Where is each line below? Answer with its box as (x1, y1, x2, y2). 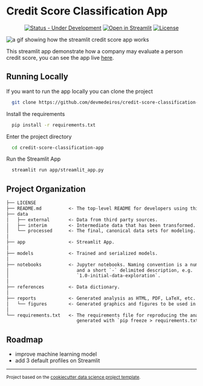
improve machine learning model (14, 350, 97, 358)
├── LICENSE (6, 200, 36, 206)
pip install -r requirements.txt (11, 122, 96, 128)
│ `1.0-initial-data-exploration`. (6, 273, 161, 279)
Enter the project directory (6, 133, 72, 140)
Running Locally (6, 71, 68, 82)
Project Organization (6, 184, 86, 194)
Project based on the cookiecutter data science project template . (6, 375, 141, 381)
